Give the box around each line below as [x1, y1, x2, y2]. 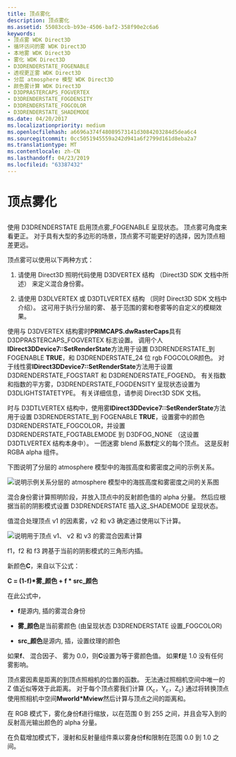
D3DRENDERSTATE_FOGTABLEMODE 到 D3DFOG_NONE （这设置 [7, 430, 199, 439]
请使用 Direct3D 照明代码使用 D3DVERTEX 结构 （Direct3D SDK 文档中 [17, 271, 223, 279]
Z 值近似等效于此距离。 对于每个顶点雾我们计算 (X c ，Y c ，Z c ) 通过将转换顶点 [7, 684, 229, 695]
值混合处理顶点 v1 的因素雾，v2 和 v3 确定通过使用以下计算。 [7, 516, 185, 526]
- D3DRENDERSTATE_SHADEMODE [7, 109, 90, 116]
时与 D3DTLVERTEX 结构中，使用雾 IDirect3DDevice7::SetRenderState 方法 [7, 404, 226, 413]
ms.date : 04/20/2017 [7, 115, 68, 122]
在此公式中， [7, 592, 44, 600]
